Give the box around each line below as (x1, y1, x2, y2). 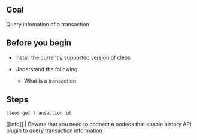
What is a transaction (23, 77, 77, 84)
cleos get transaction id (6, 110, 71, 116)
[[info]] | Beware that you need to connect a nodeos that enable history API (6, 121, 192, 128)
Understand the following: (14, 65, 79, 72)
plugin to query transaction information (6, 127, 103, 134)
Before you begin (6, 38, 72, 48)
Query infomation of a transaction (6, 20, 90, 28)
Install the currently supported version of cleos (14, 54, 131, 61)
